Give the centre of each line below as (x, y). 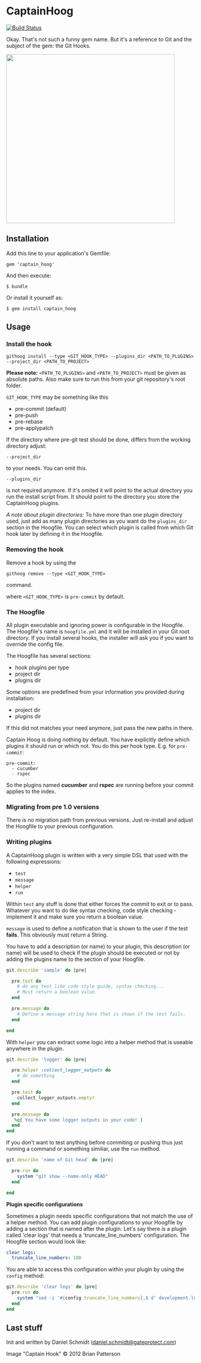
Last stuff (25, 1328)
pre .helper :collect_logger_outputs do (61, 1070)
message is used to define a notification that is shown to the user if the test (97, 928)
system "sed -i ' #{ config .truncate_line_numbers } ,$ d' (87, 1298)
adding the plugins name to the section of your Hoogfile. (76, 959)
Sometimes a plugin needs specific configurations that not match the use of (100, 1216)
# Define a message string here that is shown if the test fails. (101, 1014)
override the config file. (35, 645)
